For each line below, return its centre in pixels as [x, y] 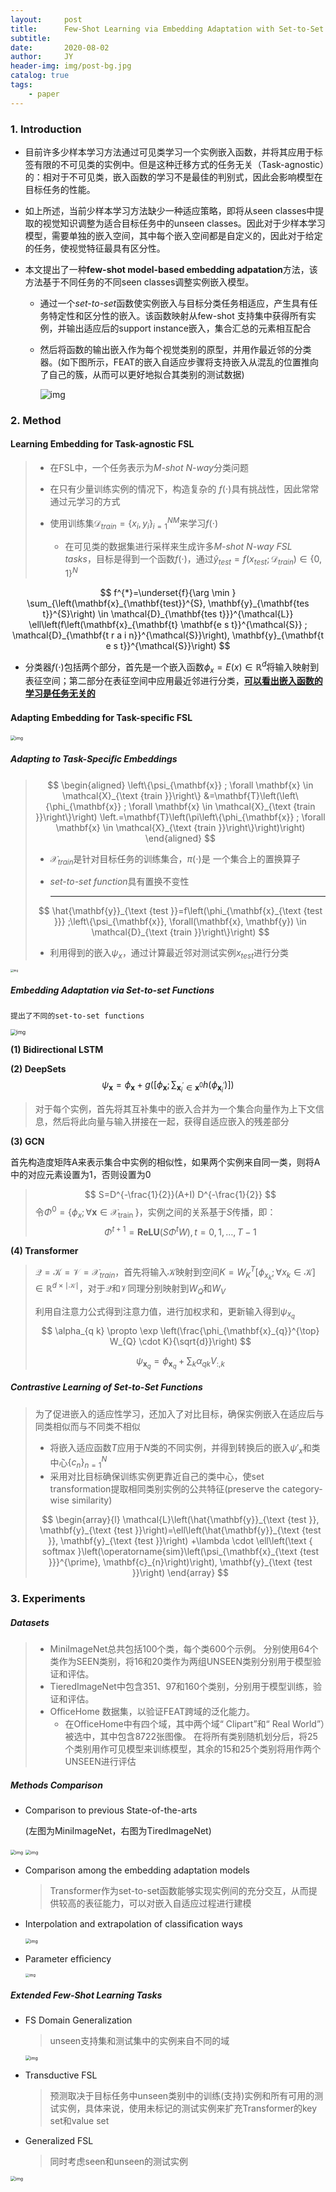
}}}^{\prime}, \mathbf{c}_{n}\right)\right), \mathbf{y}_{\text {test [180, 1562]
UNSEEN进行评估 [100, 1761]
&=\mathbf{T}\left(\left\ [251, 795]
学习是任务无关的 [60, 693]
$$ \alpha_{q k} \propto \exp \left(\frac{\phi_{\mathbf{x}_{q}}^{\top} [180, 1330]
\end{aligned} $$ [180, 838]
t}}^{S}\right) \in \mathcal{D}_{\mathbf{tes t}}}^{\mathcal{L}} [168, 613]
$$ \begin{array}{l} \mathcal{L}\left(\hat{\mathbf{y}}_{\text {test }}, [180, 1520]
